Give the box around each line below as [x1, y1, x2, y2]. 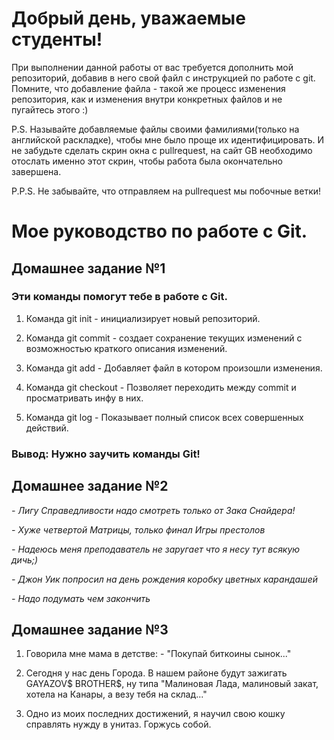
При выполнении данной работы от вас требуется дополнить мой [11, 61, 294, 73]
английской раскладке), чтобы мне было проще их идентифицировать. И [11, 133, 325, 146]
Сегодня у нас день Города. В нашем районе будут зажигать [25, 667, 288, 679]
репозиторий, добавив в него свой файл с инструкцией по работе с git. [11, 72, 316, 84]
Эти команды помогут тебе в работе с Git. [11, 290, 228, 304]
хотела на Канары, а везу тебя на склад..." [25, 688, 208, 701]
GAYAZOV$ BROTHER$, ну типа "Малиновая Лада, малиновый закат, [25, 678, 319, 690]
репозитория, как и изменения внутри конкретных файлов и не [11, 93, 283, 105]
